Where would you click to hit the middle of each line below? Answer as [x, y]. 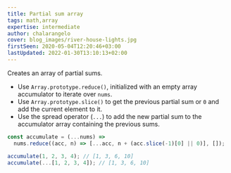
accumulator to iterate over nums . [65, 94]
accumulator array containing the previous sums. [88, 124]
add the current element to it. [60, 109]
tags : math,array [33, 20]
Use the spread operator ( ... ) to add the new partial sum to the [110, 116]
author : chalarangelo [39, 33]
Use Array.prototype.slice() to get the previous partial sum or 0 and [118, 101]
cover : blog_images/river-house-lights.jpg [72, 40]
